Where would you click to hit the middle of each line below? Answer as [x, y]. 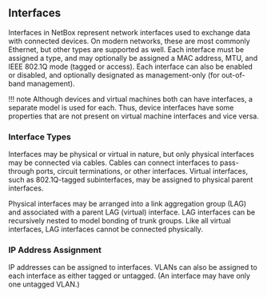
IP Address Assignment [55, 250]
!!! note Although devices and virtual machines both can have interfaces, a [131, 98]
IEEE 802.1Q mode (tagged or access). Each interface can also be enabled [131, 66]
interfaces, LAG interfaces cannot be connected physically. [106, 229]
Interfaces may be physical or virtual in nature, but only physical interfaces [131, 155]
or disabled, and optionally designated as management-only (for [114, 74]
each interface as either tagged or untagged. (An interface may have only [129, 276]
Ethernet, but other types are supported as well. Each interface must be [126, 49]
